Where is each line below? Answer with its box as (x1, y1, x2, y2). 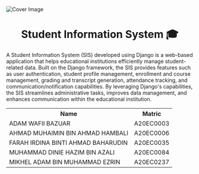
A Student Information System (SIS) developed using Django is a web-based (6, 51, 193, 58)
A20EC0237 (134, 157, 170, 166)
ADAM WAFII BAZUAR (9, 119, 71, 127)
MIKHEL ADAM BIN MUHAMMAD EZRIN (9, 157, 121, 166)
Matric (142, 109, 162, 118)
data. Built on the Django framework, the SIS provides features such (24, 64, 191, 71)
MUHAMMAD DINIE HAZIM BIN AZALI (9, 148, 115, 156)
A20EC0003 (134, 119, 170, 127)
